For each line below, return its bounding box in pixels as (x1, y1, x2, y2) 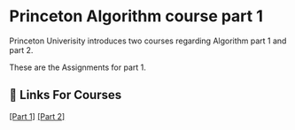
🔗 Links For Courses (9, 88, 122, 103)
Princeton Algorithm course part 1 (9, 6, 264, 27)
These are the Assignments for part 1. (9, 62, 146, 73)
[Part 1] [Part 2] (9, 111, 66, 121)
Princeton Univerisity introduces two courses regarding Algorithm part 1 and (9, 35, 287, 46)
